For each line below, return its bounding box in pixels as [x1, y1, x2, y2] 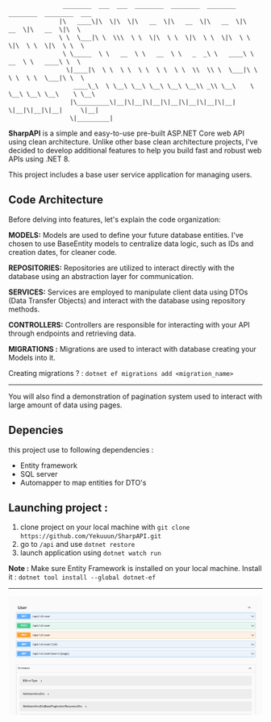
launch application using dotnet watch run [19, 548, 161, 557]
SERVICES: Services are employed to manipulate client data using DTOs [8, 287, 248, 297]
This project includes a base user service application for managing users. [8, 170, 252, 179]
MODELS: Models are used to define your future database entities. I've [8, 230, 244, 240]
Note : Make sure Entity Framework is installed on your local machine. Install [8, 564, 262, 574]
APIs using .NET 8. [8, 154, 70, 164]
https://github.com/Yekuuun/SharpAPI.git [19, 532, 161, 540]
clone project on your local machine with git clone [19, 522, 190, 532]
